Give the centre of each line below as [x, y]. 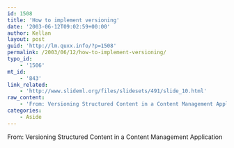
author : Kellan [29, 33]
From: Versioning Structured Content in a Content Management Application [115, 137]
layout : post [26, 40]
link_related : [28, 85]
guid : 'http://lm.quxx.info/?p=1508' [62, 46]
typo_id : [20, 59]
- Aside [31, 117]
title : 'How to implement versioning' [63, 20]
